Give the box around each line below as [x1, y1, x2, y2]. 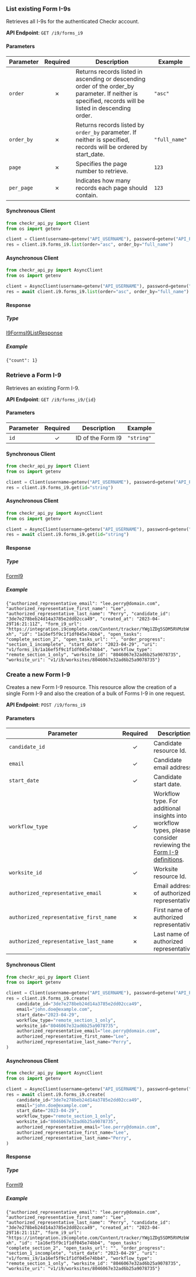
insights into [153, 812, 187, 820]
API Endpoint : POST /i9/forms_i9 [6, 701, 86, 708]
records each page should [75, 184, 148, 192]
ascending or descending [75, 75, 146, 83]
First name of [153, 906, 190, 914]
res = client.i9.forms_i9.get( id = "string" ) [6, 484, 114, 490]
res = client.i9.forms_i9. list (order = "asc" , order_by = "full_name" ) [6, 242, 174, 247]
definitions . [153, 856, 184, 864]
